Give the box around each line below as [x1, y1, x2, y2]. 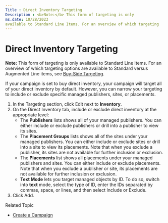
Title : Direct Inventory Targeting [5, 7, 82, 13]
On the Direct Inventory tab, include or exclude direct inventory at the [12, 107, 157, 113]
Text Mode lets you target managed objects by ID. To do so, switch [20, 176, 160, 183]
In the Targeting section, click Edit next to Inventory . [12, 101, 122, 107]
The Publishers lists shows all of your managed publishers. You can [20, 117, 162, 123]
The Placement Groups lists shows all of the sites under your [20, 133, 148, 140]
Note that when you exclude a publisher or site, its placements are [20, 165, 158, 172]
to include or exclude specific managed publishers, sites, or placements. [5, 92, 156, 98]
